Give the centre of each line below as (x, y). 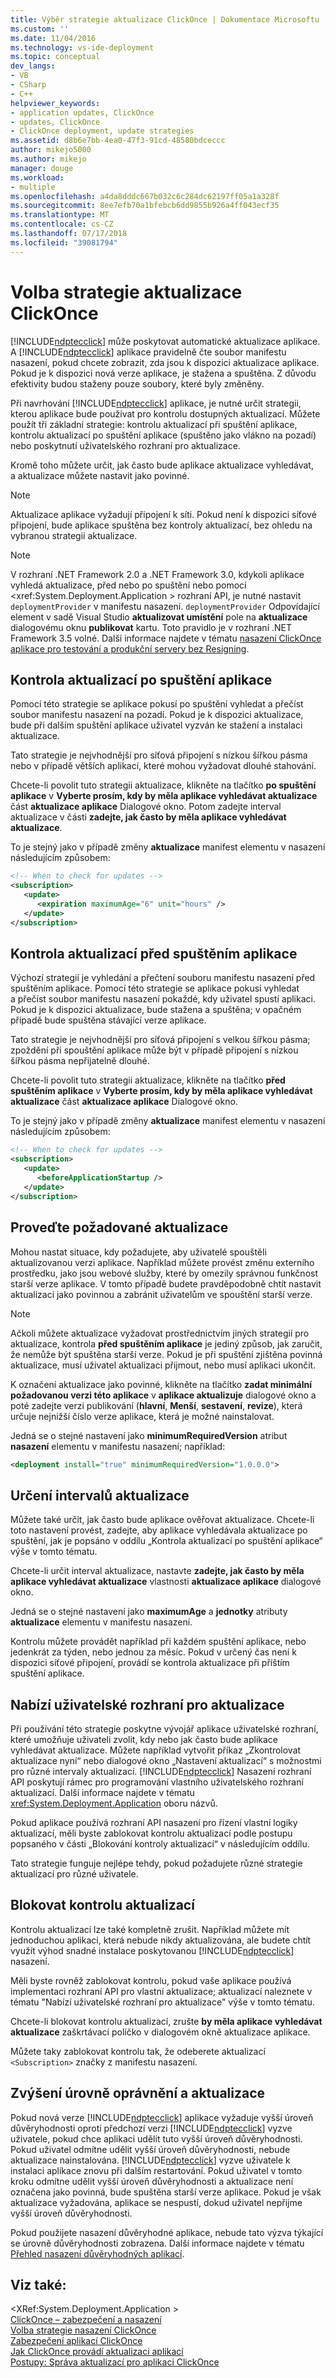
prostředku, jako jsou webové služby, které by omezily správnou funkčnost (164, 1273)
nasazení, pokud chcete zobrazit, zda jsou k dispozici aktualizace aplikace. (165, 362)
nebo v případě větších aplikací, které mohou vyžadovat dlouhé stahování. (163, 766)
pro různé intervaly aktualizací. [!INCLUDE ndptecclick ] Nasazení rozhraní (161, 1771)
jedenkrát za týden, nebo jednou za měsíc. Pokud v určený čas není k (153, 1652)
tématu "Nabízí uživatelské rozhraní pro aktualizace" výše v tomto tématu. (162, 2002)
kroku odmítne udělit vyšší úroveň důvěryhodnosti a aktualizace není (152, 2181)
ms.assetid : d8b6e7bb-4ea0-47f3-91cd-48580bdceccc (118, 141)
